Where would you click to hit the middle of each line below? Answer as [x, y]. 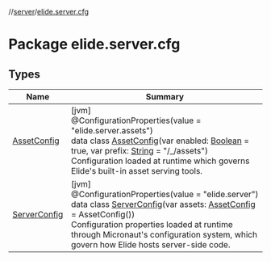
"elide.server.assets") [112, 130]
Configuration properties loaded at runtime [152, 224]
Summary [165, 97]
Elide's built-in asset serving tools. [137, 171]
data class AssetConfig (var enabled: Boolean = [161, 141]
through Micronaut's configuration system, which [165, 235]
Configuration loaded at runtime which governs [161, 161]
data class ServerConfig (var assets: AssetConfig [163, 204]
